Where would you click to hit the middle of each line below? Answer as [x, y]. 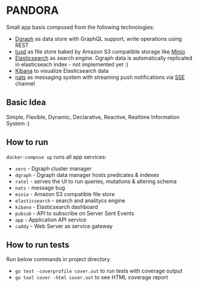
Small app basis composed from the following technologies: [80, 27]
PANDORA [32, 11]
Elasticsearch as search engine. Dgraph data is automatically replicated [104, 58]
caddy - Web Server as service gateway [64, 226]
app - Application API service [51, 220]
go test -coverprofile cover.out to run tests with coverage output [98, 271]
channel [25, 83]
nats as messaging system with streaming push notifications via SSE [100, 77]
